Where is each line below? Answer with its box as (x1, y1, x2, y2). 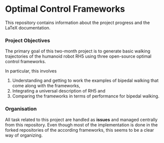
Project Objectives (5, 37, 51, 44)
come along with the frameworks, (12, 83, 81, 89)
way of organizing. (5, 132, 43, 138)
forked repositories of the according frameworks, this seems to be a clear (5, 127, 154, 133)
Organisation (5, 105, 37, 112)
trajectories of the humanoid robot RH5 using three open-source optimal (5, 53, 152, 59)
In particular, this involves (5, 68, 57, 74)
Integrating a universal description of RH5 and (12, 88, 106, 94)
